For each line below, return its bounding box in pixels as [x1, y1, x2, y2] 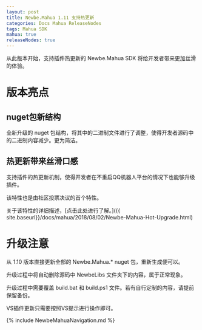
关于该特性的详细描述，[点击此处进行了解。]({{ [6, 207, 121, 214]
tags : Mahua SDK [6, 26, 47, 32]
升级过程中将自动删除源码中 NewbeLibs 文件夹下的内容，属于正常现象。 [6, 271, 186, 278]
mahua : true [6, 32, 36, 38]
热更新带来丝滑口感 [6, 156, 78, 167]
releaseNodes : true [6, 37, 56, 43]
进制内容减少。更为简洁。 [16, 137, 81, 143]
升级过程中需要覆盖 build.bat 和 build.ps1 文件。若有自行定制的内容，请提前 [6, 284, 195, 291]
